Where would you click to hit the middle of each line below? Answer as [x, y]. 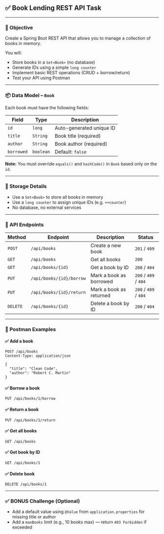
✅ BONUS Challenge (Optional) [42, 501]
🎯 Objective [19, 27]
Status [146, 237]
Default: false [71, 152]
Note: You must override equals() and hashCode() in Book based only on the [81, 164]
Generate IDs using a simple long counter [54, 67]
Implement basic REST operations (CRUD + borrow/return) [71, 73]
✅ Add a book [19, 341]
